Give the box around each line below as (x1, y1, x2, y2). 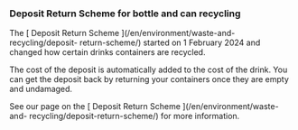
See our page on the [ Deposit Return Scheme (9, 101, 181, 112)
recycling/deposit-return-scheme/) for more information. (29, 111, 240, 122)
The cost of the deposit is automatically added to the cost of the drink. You (9, 64, 288, 75)
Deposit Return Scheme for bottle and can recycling (9, 7, 241, 20)
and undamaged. (9, 84, 73, 95)
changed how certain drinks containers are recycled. (9, 47, 206, 58)
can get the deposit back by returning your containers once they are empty (9, 74, 289, 85)
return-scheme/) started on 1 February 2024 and (79, 37, 261, 48)
